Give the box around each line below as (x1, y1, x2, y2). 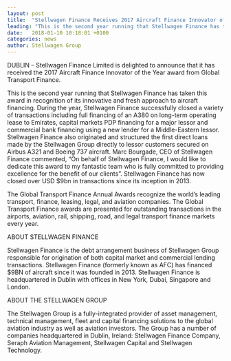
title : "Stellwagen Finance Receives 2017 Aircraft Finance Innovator (7, 17, 217, 23)
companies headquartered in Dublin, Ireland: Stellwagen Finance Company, (7, 331, 221, 340)
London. (7, 283, 31, 291)
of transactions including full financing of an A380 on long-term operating (7, 111, 217, 119)
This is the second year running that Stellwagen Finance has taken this (7, 89, 208, 97)
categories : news (7, 36, 57, 43)
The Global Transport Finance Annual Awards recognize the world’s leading (7, 190, 221, 198)
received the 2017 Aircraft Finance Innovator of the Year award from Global (7, 68, 220, 76)
